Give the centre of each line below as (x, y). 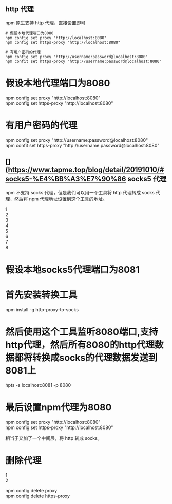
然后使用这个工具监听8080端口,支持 (82, 332)
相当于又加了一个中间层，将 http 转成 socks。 (54, 438)
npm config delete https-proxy (38, 496)
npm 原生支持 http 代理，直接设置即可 (45, 23)
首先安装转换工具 (42, 295)
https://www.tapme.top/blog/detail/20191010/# (86, 170)
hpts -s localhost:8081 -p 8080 (38, 385)
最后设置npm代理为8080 (59, 407)
